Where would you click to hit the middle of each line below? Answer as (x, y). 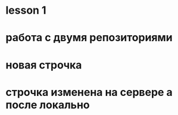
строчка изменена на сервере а (89, 92)
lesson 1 (26, 10)
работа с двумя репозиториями (89, 38)
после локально (48, 105)
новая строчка (44, 65)
